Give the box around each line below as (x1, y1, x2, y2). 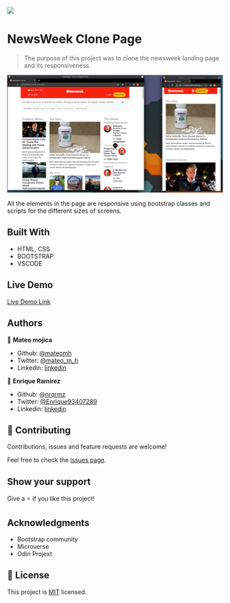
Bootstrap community (16, 535, 79, 543)
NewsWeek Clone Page (7, 32, 142, 47)
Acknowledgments (7, 517, 90, 528)
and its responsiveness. (23, 61, 91, 69)
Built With (7, 226, 50, 238)
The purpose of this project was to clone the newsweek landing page (23, 54, 220, 62)
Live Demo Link (7, 297, 51, 305)
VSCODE (16, 259, 42, 268)
